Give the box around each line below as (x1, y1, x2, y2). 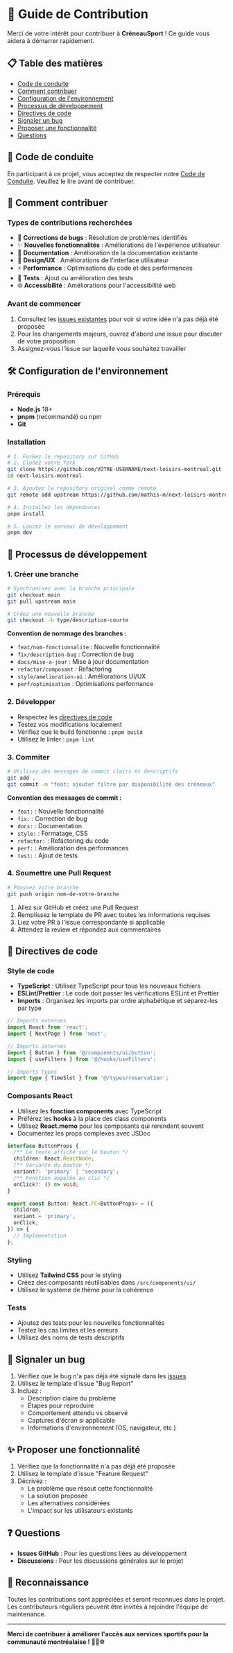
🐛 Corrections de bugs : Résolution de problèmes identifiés (17, 234, 188, 242)
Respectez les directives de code (17, 712, 112, 721)
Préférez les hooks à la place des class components (17, 1114, 167, 1122)
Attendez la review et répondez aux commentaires (17, 925, 162, 934)
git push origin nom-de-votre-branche (7, 891, 119, 898)
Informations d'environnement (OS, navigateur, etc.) (27, 1423, 177, 1432)
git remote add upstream (7, 491, 79, 498)
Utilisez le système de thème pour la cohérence (17, 1286, 154, 1294)
